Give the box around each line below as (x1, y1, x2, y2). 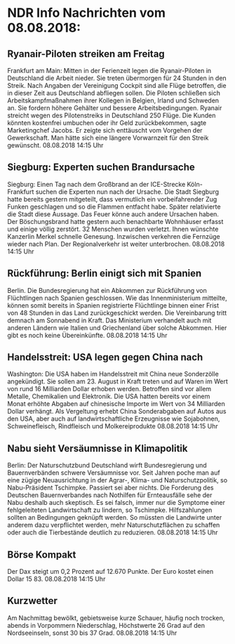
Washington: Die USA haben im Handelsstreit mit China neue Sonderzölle (7, 370, 219, 379)
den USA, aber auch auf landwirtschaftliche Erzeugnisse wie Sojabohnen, (7, 414, 220, 423)
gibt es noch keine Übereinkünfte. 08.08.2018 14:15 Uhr (7, 331, 168, 339)
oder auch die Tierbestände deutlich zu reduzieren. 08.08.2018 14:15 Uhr (7, 528, 219, 537)
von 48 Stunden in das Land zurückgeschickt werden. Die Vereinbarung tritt (7, 308, 227, 317)
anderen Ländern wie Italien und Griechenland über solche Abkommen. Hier (7, 323, 227, 331)
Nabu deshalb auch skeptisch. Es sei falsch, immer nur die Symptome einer (7, 499, 226, 507)
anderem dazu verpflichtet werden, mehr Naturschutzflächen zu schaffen (7, 521, 220, 530)
